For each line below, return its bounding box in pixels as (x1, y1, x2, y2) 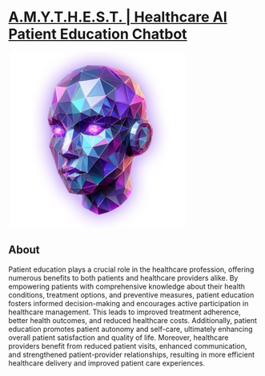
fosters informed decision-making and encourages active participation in (8, 298, 249, 308)
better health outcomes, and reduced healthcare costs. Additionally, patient (8, 315, 258, 325)
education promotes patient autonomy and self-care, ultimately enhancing (8, 324, 254, 334)
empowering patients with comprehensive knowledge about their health (8, 281, 246, 291)
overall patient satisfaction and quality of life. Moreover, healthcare (8, 333, 229, 342)
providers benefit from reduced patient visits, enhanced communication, (8, 341, 247, 350)
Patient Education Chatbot (8, 25, 187, 43)
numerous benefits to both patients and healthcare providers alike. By (8, 273, 239, 282)
